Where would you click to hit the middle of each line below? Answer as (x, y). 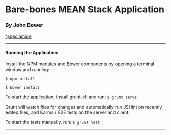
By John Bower (24, 25)
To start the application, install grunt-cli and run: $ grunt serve (71, 97)
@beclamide (18, 36)
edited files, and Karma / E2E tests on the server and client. (67, 112)
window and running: (27, 69)
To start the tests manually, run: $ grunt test (53, 122)
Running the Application (31, 53)
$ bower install (22, 87)
